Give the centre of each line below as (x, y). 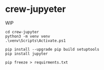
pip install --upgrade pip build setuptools (52, 49)
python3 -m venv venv (28, 36)
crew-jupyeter (35, 9)
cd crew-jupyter (22, 32)
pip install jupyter (27, 54)
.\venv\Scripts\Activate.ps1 (35, 41)
